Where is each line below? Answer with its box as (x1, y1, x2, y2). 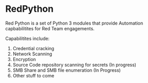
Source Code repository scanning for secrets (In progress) (12, 61, 137, 68)
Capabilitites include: (5, 35, 50, 42)
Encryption (12, 56, 36, 62)
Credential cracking (12, 45, 55, 51)
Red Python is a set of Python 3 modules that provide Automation (5, 20, 143, 26)
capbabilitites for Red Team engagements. (5, 25, 95, 31)
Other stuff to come (12, 72, 55, 78)
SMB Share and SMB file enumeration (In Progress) (12, 67, 121, 73)
